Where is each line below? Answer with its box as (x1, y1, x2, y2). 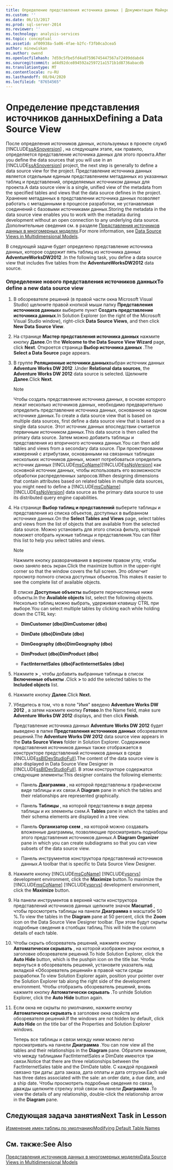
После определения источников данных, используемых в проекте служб (6, 140, 167, 147)
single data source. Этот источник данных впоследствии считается (13, 423, 160, 430)
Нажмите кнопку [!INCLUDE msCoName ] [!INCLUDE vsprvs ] (13, 871, 141, 877)
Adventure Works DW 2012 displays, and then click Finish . (13, 712, 139, 718)
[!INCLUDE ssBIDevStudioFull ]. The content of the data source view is (13, 755, 159, 761)
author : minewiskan (6, 46, 48, 51)
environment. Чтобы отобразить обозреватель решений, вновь (13, 983, 151, 989)
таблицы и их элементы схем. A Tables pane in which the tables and (21, 808, 168, 814)
